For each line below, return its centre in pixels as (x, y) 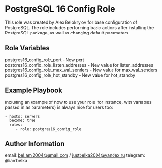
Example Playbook (33, 91)
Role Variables (27, 48)
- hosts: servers (23, 116)
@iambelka (16, 161)
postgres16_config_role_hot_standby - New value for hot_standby (70, 75)
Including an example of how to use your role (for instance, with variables (78, 102)
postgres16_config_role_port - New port (45, 60)
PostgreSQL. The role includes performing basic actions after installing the (80, 27)
